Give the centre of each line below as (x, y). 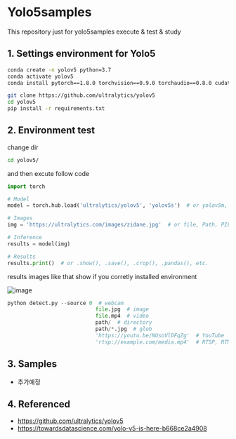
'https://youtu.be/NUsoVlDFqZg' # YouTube (160, 335)
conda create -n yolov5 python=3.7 (59, 70)
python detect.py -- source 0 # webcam (66, 303)
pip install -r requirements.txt (56, 109)
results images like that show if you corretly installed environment (102, 276)
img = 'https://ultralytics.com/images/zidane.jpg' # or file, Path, (113, 225)
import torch (26, 187)
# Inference (25, 238)
